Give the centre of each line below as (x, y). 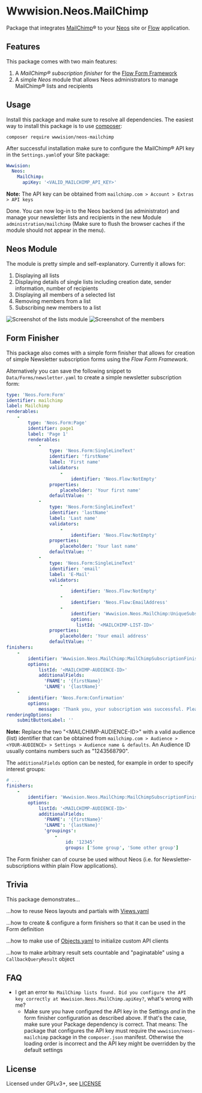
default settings (43, 1050)
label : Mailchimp (28, 406)
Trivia (17, 885)
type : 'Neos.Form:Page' (57, 423)
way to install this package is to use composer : (64, 126)
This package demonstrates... (43, 899)
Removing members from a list (53, 301)
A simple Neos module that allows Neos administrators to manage (96, 79)
